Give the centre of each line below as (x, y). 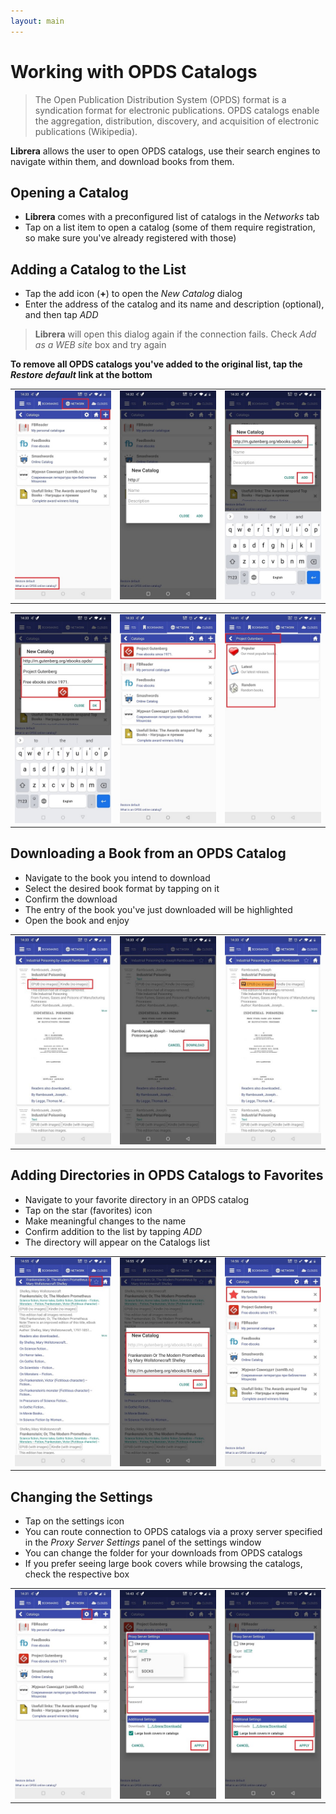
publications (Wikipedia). (86, 131)
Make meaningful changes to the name (105, 1221)
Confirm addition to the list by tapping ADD (113, 1231)
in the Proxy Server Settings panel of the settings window (143, 1542)
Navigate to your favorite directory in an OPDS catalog (136, 1199)
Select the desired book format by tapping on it (122, 888)
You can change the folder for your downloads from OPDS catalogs (163, 1553)
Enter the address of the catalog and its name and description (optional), (174, 304)
